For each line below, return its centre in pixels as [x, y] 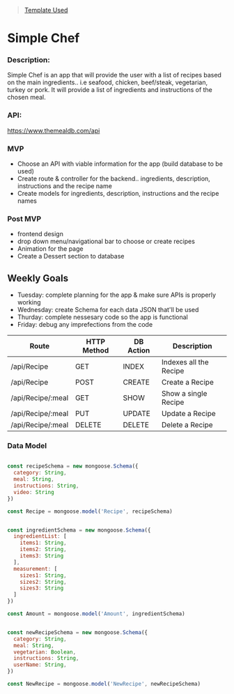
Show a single [184, 394]
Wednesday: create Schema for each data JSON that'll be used [108, 310]
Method [96, 350]
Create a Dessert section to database [71, 256]
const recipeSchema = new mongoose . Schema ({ [73, 466]
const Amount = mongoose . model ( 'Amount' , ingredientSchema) [96, 614]
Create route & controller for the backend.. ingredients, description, [114, 179]
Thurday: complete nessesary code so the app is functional [102, 317]
